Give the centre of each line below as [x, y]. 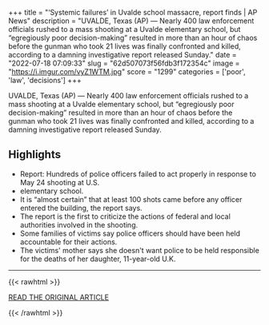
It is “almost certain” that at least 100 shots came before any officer [131, 199]
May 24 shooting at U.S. [60, 182]
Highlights [35, 155]
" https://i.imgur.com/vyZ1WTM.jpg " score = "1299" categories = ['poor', [127, 71]
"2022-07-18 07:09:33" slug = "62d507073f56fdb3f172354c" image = [124, 63]
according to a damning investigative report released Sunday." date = [123, 55]
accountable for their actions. [68, 242]
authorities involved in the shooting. [79, 224]
